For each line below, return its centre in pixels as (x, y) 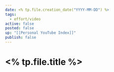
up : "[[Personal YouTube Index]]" (41, 33)
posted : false (20, 28)
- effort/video (25, 19)
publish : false (21, 38)
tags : (11, 14)
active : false (20, 24)
